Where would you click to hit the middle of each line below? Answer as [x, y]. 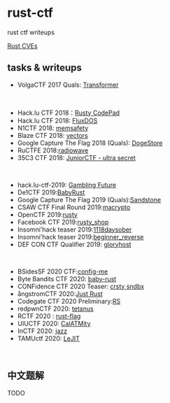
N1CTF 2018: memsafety [53, 128]
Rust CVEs [22, 45]
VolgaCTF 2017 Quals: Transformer [68, 85]
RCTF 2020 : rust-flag [49, 316]
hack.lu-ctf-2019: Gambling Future [67, 185]
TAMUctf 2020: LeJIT [49, 338]
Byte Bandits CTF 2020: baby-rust [67, 278]
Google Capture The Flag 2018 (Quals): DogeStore [90, 143]
